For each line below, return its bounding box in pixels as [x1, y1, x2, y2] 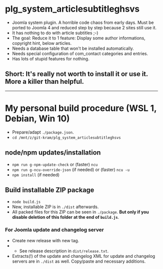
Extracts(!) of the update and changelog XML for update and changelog [12, 253, 155, 259]
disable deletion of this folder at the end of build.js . [12, 214, 119, 220]
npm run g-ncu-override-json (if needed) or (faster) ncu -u [12, 167, 130, 173]
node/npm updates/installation [5, 149, 101, 157]
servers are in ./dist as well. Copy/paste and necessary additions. [12, 258, 146, 264]
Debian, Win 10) [5, 113, 70, 124]
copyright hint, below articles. [12, 40, 72, 46]
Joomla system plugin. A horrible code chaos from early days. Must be [12, 19, 154, 25]
